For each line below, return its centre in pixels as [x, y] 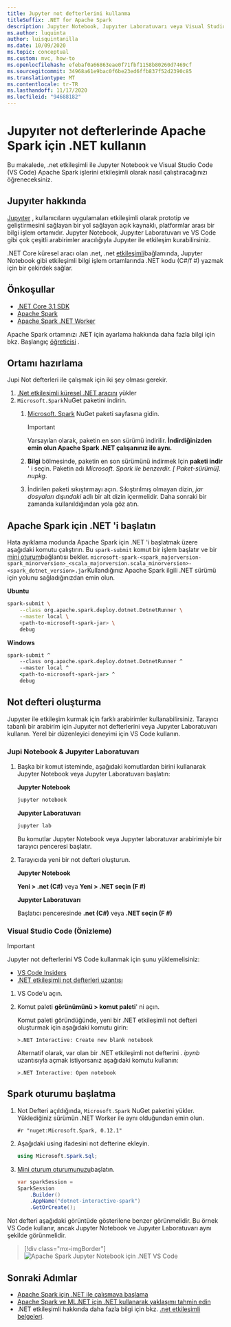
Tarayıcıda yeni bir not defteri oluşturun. [74, 859]
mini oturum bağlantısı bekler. [48, 557]
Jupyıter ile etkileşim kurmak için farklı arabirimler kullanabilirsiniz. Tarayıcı [113, 719]
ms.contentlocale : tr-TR [43, 84]
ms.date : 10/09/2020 [37, 46]
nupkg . [37, 476]
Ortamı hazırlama [45, 363]
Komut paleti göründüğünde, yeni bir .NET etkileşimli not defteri [107, 1020]
